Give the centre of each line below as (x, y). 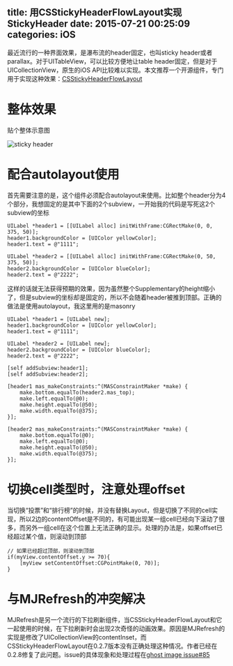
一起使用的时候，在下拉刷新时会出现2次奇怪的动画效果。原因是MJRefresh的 (116, 628)
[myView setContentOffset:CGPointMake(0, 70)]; (90, 563)
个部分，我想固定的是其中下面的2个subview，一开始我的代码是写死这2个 (111, 204)
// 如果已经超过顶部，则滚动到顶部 (51, 551)
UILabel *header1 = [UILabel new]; (59, 319)
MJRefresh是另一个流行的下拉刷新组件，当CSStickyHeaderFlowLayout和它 (115, 619)
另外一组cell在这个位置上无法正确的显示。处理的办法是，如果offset (121, 527)
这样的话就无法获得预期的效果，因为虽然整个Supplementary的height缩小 (111, 288)
